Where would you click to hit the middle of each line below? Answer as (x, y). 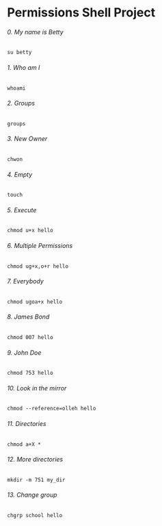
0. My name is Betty (35, 32)
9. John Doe (24, 352)
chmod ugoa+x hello (35, 302)
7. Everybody (26, 281)
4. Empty (20, 174)
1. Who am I (24, 67)
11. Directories (27, 424)
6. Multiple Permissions (40, 246)
